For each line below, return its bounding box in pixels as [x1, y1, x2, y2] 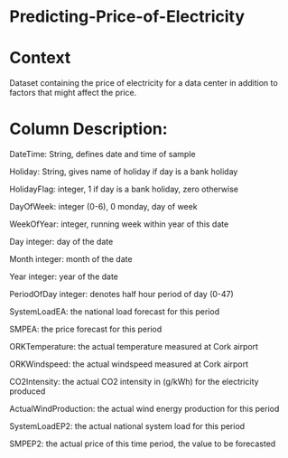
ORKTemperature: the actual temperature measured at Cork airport [9, 341, 259, 352]
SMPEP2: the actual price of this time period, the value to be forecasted [9, 438, 276, 449]
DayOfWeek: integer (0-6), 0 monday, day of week [9, 201, 198, 212]
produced [9, 386, 46, 397]
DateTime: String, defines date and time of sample [9, 149, 196, 160]
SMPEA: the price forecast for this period [9, 323, 163, 335]
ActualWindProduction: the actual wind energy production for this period [9, 404, 280, 415]
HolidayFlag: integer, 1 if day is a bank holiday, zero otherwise [9, 183, 239, 195]
